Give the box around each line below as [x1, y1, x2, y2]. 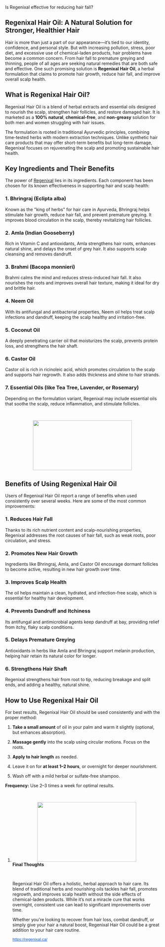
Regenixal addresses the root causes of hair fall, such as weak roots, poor [5, 532, 156, 538]
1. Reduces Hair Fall [5, 516, 53, 523]
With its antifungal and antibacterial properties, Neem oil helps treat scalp [5, 309, 155, 315]
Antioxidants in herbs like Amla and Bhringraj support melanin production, [5, 648, 155, 653]
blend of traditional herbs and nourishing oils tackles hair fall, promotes [12, 886, 158, 892]
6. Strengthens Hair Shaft [5, 665, 68, 672]
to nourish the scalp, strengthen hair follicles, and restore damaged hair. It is [5, 109, 160, 115]
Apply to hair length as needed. [12, 753, 78, 759]
